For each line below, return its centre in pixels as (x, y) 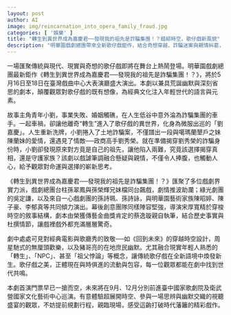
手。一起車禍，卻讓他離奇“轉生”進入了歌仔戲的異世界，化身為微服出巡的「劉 (115, 123)
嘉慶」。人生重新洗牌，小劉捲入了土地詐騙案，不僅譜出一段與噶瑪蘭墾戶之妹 (114, 132)
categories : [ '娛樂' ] (40, 33)
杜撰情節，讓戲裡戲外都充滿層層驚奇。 (61, 224)
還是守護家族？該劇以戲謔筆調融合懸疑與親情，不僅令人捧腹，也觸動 (115, 158)
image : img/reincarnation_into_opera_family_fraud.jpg (87, 26)
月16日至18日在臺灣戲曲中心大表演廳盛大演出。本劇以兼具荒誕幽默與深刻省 (113, 83)
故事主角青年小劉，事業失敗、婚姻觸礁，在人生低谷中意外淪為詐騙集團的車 (112, 115)
